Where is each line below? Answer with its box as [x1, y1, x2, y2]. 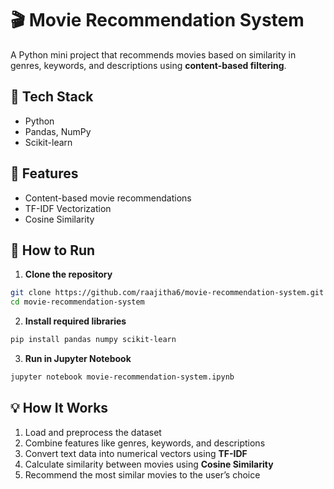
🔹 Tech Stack [10, 88, 94, 106]
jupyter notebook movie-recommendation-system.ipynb [10, 372, 235, 382]
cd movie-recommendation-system [10, 297, 145, 307]
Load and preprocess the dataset [24, 426, 162, 438]
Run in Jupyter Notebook [24, 353, 132, 364]
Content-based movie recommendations [24, 192, 192, 204]
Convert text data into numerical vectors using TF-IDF [24, 447, 248, 459]
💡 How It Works [10, 400, 109, 417]
